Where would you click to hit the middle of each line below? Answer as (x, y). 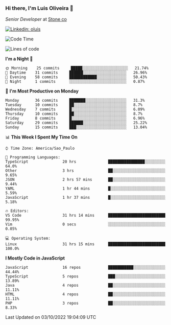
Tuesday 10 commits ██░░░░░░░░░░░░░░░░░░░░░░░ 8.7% (74, 105)
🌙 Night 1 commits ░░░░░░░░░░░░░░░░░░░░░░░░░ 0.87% (75, 82)
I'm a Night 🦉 (19, 59)
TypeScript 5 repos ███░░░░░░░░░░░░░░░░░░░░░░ (86, 276)
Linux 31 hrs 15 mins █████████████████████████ (86, 244)
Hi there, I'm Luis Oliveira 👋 (39, 8)
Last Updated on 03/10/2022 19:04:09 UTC (51, 317)
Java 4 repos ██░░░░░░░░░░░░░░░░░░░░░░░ (86, 286)
